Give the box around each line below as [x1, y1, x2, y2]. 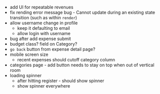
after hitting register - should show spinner [17, 78, 105, 84]
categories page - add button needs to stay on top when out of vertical [9, 62, 155, 68]
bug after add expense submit [9, 36, 71, 42]
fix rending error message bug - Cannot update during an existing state [9, 9, 156, 15]
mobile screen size [9, 51, 48, 57]
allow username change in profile [9, 20, 78, 26]
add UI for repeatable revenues [9, 4, 74, 10]
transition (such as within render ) [9, 15, 78, 20]
